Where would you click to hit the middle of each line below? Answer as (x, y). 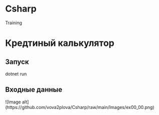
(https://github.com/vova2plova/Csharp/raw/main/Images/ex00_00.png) (80, 107)
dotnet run (16, 74)
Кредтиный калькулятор (60, 43)
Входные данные (34, 90)
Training (14, 23)
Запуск (17, 62)
